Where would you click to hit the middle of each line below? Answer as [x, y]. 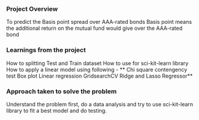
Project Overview [32, 9]
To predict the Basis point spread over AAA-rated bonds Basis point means [99, 22]
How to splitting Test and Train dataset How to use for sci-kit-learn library [97, 63]
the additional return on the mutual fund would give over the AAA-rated [94, 28]
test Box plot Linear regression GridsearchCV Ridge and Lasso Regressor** [99, 76]
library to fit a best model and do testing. [57, 110]
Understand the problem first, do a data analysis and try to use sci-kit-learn [100, 104]
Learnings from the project [46, 50]
